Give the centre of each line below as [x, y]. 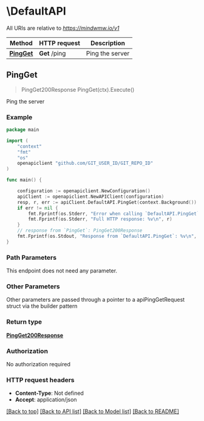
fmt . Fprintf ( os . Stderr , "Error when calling [85, 214]
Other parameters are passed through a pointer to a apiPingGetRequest [96, 300]
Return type [24, 322]
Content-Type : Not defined [49, 393]
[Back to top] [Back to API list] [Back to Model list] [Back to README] [93, 411]
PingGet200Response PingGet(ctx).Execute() [78, 89]
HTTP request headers [40, 380]
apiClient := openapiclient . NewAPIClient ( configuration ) [91, 197]
